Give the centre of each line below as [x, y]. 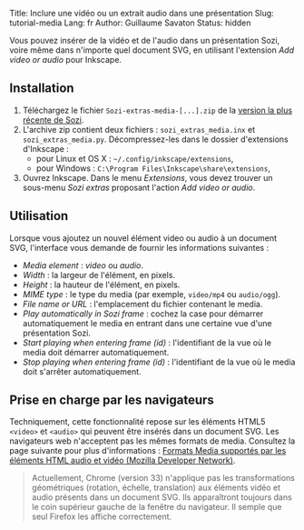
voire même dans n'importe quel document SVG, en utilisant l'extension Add [152, 50]
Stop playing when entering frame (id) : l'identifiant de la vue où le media [159, 362]
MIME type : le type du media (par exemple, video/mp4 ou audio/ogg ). [152, 294]
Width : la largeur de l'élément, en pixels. [98, 275]
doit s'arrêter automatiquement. [82, 371]
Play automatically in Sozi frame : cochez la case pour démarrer [143, 314]
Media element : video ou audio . [83, 265]
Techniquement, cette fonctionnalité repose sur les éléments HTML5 [137, 422]
